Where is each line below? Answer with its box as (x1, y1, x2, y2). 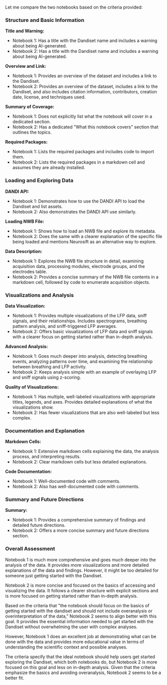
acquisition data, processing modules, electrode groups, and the (12, 263, 146, 269)
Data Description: (5, 248, 42, 254)
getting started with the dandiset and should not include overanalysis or (5, 608, 153, 614)
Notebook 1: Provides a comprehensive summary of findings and (12, 517, 146, 523)
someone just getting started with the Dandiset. (5, 572, 103, 578)
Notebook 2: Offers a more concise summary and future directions (12, 527, 150, 533)
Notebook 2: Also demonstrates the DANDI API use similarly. (12, 209, 137, 215)
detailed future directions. (12, 522, 66, 528)
